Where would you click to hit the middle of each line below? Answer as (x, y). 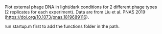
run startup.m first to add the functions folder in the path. (62, 26)
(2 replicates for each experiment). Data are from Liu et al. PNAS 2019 (75, 12)
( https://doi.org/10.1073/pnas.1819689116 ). (47, 17)
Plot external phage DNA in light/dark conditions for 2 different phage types (81, 7)
